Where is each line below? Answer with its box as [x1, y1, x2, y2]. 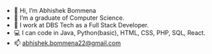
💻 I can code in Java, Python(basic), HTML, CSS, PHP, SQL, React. [13, 29, 206, 37]
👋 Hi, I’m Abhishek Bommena [13, 7, 97, 14]
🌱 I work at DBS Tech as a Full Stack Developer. [13, 21, 149, 29]
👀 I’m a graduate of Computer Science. [13, 14, 125, 22]
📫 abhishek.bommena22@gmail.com [13, 39, 122, 47]
